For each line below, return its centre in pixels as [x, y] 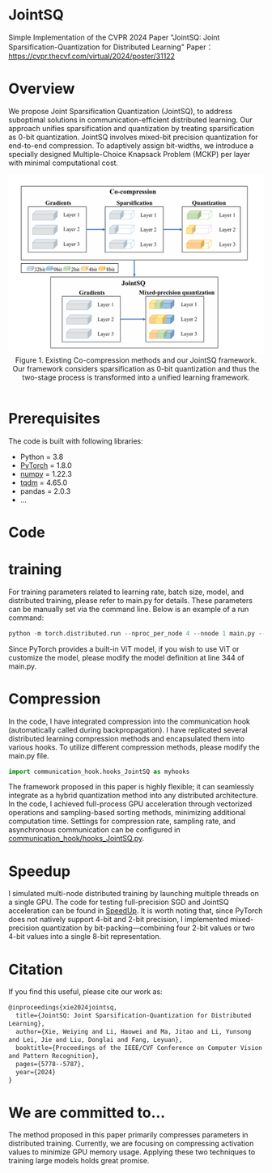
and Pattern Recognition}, [54, 1056]
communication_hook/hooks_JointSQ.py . [76, 839]
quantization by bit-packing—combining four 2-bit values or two [148, 928]
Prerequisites [55, 418]
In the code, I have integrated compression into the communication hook [130, 721]
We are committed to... [87, 1113]
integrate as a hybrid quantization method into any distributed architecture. [133, 796]
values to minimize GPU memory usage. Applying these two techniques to [132, 1152]
